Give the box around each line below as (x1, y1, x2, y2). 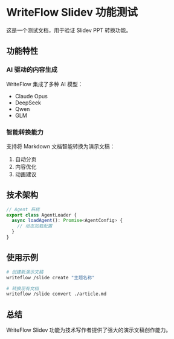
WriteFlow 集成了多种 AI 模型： (6, 80, 83, 87)
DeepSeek (14, 99, 41, 106)
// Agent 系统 (6, 206, 40, 212)
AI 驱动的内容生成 (6, 66, 58, 74)
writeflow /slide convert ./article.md (6, 291, 107, 297)
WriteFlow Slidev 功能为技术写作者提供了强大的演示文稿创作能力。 (6, 326, 171, 334)
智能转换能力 (6, 128, 44, 136)
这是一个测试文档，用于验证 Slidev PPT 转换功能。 (6, 27, 132, 34)
